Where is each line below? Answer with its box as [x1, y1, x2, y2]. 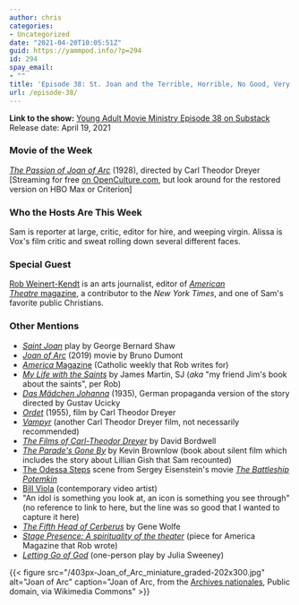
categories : [9, 21, 54, 30]
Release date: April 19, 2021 [9, 122, 111, 132]
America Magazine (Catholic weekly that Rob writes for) [21, 359, 229, 370]
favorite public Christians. [9, 297, 105, 309]
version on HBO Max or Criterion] [9, 183, 132, 194]
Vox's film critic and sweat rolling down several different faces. [9, 236, 242, 247]
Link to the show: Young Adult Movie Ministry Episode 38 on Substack [9, 113, 270, 124]
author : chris [9, 13, 63, 22]
